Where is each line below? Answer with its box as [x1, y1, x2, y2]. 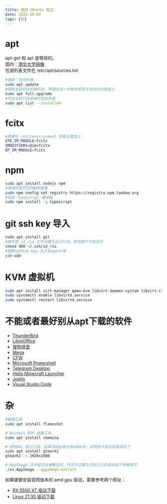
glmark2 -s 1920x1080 [5, 454, 50, 459]
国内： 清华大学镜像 [5, 61, 45, 67]
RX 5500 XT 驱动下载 [12, 487, 56, 493]
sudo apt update [5, 82, 39, 87]
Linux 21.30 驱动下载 [12, 494, 55, 500]
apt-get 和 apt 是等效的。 [5, 55, 57, 61]
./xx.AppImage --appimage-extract [5, 467, 77, 472]
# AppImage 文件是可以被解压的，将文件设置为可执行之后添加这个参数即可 [5, 463, 137, 468]
